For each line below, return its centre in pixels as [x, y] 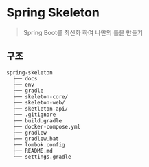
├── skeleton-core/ [41, 97]
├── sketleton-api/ [41, 109]
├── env [24, 85]
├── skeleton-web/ [39, 102]
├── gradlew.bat [36, 139]
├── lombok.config [39, 145]
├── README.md [33, 151]
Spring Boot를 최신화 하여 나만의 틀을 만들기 [83, 32]
